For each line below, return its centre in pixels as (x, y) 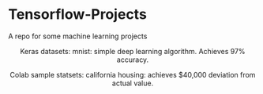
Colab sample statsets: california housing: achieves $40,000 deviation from (133, 74)
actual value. (133, 83)
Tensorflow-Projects (78, 14)
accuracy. (133, 60)
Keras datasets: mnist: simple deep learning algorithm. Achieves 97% (133, 51)
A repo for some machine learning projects (78, 36)
